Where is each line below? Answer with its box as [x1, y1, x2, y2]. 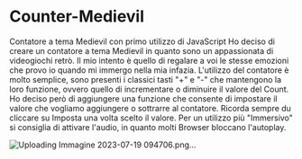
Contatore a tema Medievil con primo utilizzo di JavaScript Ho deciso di [9, 36, 275, 47]
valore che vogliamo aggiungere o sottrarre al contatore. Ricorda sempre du [9, 102, 291, 113]
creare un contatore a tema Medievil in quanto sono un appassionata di [9, 45, 274, 56]
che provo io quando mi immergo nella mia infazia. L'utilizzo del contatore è [9, 65, 290, 75]
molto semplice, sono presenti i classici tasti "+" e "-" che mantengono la [9, 74, 282, 84]
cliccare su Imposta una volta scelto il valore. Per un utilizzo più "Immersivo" [9, 112, 293, 123]
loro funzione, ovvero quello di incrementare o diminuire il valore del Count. [9, 84, 289, 94]
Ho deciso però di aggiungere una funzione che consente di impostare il [9, 93, 278, 104]
